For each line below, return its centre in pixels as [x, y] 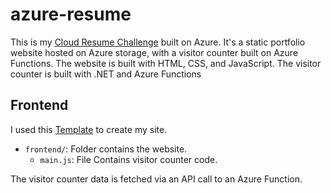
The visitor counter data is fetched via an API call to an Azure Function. [156, 179]
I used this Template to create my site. [89, 129]
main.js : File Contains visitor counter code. [128, 159]
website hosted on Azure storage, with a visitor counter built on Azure [154, 52]
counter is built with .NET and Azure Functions [106, 74]
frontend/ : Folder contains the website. [106, 149]
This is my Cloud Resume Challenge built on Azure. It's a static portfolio [158, 42]
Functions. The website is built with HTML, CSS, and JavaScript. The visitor [166, 63]
